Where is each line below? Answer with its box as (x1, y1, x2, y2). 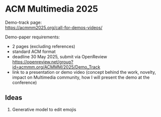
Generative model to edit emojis (12, 106, 77, 112)
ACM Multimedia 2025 (5, 3, 99, 15)
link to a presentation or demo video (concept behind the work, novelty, (12, 69, 156, 75)
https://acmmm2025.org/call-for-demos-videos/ (5, 24, 102, 30)
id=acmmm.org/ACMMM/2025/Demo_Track (12, 64, 101, 70)
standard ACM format (12, 49, 56, 54)
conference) (12, 79, 37, 85)
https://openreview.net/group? (12, 59, 74, 65)
